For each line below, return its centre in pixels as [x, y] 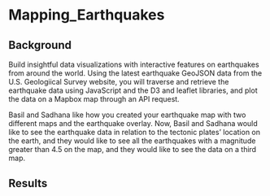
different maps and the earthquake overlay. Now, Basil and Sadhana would [133, 123]
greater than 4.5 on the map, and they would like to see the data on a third [133, 149]
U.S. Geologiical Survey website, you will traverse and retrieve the [119, 82]
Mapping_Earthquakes [87, 15]
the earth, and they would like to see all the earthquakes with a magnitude [132, 141]
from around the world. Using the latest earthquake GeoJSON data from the [135, 73]
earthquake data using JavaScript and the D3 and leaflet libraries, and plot [133, 90]
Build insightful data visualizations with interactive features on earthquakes [134, 64]
